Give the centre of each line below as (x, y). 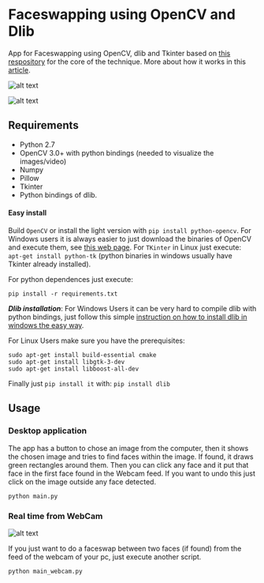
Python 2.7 (37, 145)
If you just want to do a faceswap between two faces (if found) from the (125, 548)
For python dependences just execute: (71, 279)
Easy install (28, 213)
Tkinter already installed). (50, 264)
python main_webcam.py (45, 571)
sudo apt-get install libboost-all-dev (74, 369)
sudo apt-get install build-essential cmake (82, 355)
